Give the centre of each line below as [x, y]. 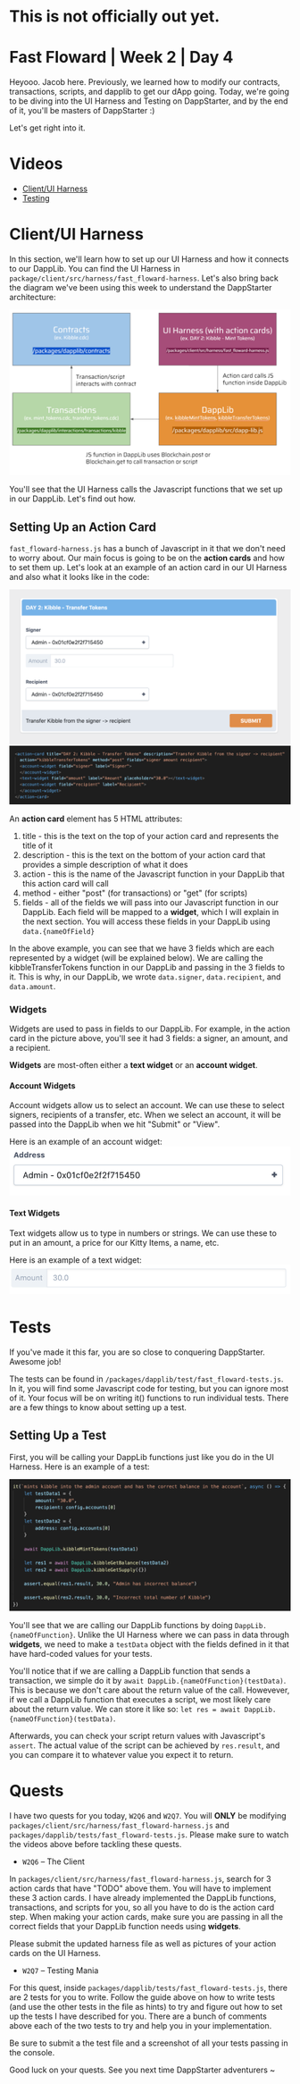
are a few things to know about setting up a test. [98, 1407]
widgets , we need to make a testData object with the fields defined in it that [150, 1644]
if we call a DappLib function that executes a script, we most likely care [140, 1699]
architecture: [33, 297]
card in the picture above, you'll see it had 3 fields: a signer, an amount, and [149, 1038]
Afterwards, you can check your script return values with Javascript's [137, 1735]
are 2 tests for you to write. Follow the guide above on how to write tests [142, 1997]
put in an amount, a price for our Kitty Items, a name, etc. [114, 1242]
